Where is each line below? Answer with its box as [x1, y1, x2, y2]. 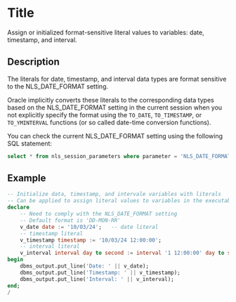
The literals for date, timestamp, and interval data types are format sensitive [7, 74, 227, 83]
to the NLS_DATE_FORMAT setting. [7, 82, 109, 91]
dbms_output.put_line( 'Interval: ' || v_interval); [20, 275, 174, 282]
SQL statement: [7, 139, 53, 147]
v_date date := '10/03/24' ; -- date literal [20, 223, 159, 230]
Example [7, 172, 46, 184]
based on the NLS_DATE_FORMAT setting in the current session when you [7, 103, 223, 112]
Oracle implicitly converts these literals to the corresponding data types [7, 96, 214, 104]
